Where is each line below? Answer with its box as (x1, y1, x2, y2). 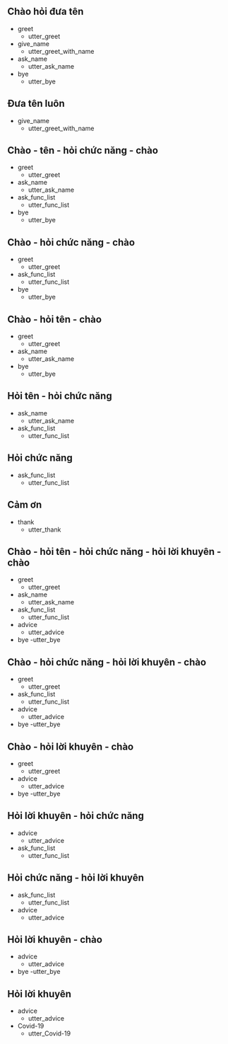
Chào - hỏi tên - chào (7, 313, 102, 325)
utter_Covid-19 (28, 1029, 71, 1038)
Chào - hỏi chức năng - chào (7, 236, 136, 248)
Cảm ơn (7, 499, 42, 511)
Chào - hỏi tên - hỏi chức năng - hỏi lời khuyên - (7, 545, 222, 558)
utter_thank (28, 525, 61, 534)
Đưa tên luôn (7, 98, 65, 110)
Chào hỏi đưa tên (7, 6, 84, 18)
